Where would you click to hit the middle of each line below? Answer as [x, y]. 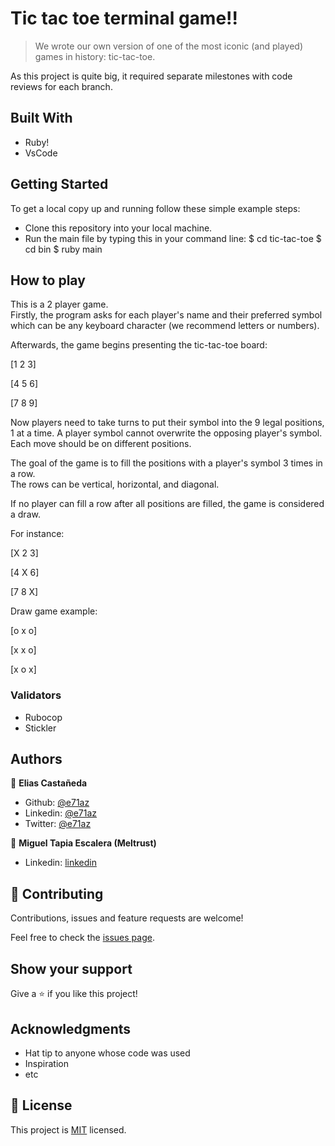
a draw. [25, 514]
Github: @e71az [57, 803]
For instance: [37, 534]
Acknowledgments [71, 1028]
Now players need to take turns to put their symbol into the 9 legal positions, [167, 423]
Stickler [40, 728]
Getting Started [59, 184]
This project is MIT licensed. [68, 1129]
